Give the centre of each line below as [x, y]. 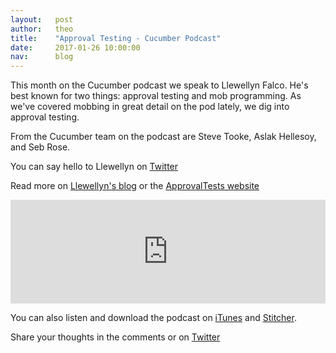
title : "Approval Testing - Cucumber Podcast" [116, 38]
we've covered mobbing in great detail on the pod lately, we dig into [150, 107]
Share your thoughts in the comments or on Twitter [115, 337]
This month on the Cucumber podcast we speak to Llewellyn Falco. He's [159, 85]
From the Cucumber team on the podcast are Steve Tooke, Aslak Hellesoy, [163, 137]
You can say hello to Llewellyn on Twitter [94, 167]
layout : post [42, 19]
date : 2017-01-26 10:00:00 [75, 47]
